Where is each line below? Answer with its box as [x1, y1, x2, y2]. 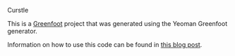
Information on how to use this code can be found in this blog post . [7, 41, 203, 48]
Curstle [7, 6, 29, 14]
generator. [7, 27, 37, 35]
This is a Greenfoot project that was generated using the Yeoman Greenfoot [7, 20, 228, 27]
